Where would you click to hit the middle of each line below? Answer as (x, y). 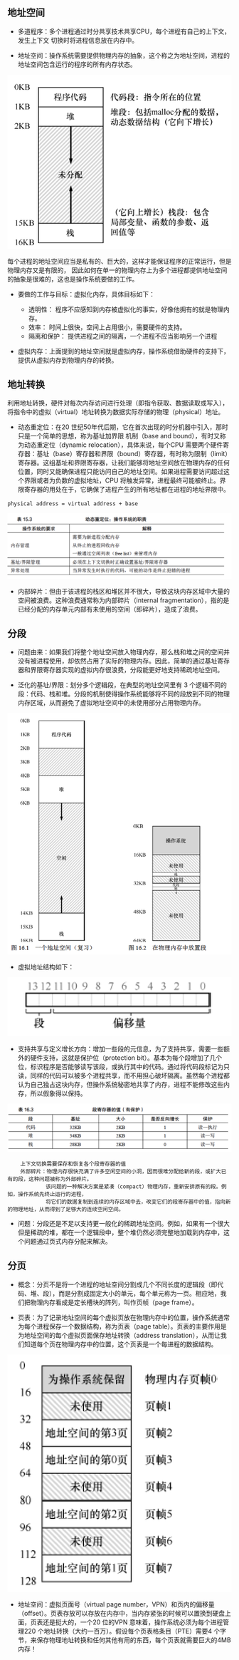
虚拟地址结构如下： (46, 966)
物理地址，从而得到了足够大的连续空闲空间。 (68, 1209)
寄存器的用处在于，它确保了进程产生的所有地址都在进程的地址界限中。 (127, 490)
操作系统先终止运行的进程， (52, 1194)
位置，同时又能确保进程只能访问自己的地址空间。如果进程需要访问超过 (121, 472)
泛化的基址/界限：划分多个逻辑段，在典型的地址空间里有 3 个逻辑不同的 (122, 685)
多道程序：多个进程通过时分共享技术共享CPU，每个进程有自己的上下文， (124, 31)
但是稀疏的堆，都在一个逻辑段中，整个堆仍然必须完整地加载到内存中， (121, 1232)
